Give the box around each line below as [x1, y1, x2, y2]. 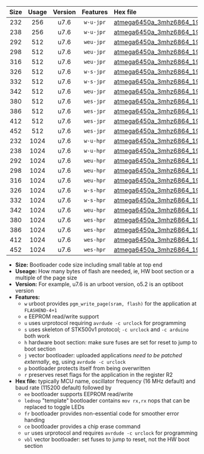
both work [24, 332, 50, 340]
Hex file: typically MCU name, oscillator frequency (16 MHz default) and [15, 377, 196, 385]
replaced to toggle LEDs [24, 403, 85, 410]
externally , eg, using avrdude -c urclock [24, 358, 126, 365]
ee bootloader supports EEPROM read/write [24, 391, 134, 397]
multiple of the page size [15, 274, 78, 281]
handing [24, 416, 45, 424]
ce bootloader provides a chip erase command [24, 423, 141, 430]
